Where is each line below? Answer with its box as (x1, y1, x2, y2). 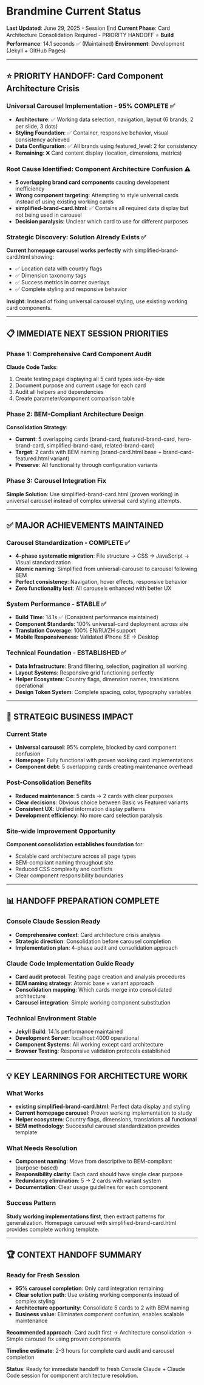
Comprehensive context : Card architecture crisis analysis (15, 931, 161, 938)
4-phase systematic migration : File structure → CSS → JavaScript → (15, 552, 189, 559)
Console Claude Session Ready (6, 917, 101, 926)
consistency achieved (15, 136, 70, 143)
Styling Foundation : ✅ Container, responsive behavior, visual (15, 129, 169, 136)
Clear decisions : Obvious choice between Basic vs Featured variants (15, 799, 188, 806)
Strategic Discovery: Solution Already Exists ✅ (6, 233, 147, 241)
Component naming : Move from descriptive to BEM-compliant (15, 1158, 172, 1165)
